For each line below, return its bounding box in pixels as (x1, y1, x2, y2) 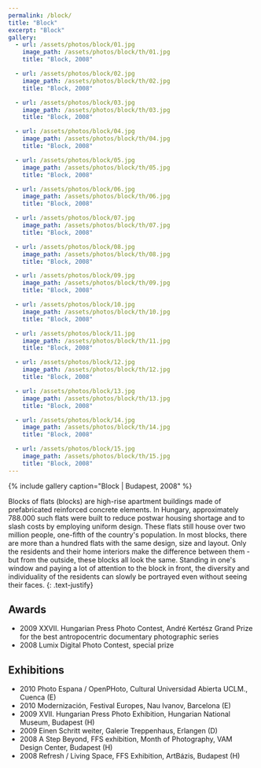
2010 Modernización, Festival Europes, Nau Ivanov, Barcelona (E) (19, 701, 232, 710)
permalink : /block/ (8, 11, 72, 20)
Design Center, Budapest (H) (19, 743, 113, 752)
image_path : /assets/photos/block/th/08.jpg (22, 250, 171, 258)
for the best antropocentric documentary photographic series (19, 632, 219, 642)
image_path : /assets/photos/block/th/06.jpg (22, 192, 171, 201)
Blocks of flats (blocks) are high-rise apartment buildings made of (8, 496, 222, 506)
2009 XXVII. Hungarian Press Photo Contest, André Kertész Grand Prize (19, 624, 253, 633)
